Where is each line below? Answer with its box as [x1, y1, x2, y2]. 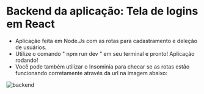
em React [6, 17, 55, 31]
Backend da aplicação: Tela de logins [6, 4, 199, 18]
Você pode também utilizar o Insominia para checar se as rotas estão [15, 62, 190, 70]
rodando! [15, 56, 38, 64]
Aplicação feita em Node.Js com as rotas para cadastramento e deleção [15, 37, 197, 44]
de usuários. [15, 44, 47, 51]
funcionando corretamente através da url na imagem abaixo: [15, 69, 168, 76]
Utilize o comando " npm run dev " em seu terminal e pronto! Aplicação [15, 50, 195, 57]
